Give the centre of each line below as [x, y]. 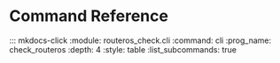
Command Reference [89, 16]
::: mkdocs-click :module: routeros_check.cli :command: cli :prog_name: [140, 40]
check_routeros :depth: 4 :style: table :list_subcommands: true [123, 49]
